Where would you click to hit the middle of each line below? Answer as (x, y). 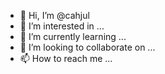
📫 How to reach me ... (66, 58)
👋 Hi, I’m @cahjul (54, 15)
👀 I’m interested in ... (62, 26)
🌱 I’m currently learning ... (73, 36)
